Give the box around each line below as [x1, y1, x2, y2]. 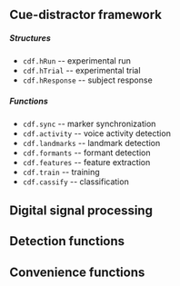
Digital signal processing [9, 202, 153, 218]
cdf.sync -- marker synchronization [22, 118, 156, 130]
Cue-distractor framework [9, 7, 162, 23]
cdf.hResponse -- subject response [22, 74, 153, 85]
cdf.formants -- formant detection [22, 147, 152, 158]
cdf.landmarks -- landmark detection [22, 138, 161, 149]
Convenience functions [9, 264, 145, 280]
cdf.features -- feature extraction [22, 157, 151, 168]
